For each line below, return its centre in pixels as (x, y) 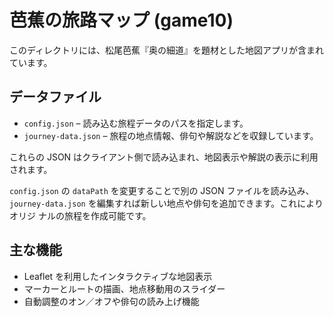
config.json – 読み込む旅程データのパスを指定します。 (136, 123)
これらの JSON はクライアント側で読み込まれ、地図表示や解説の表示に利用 (164, 157)
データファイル (55, 97)
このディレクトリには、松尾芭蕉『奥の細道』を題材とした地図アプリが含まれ (167, 50)
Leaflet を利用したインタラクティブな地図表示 (118, 276)
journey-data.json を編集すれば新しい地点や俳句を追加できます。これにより (166, 203)
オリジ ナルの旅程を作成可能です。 (80, 215)
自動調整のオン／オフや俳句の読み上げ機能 (111, 301)
